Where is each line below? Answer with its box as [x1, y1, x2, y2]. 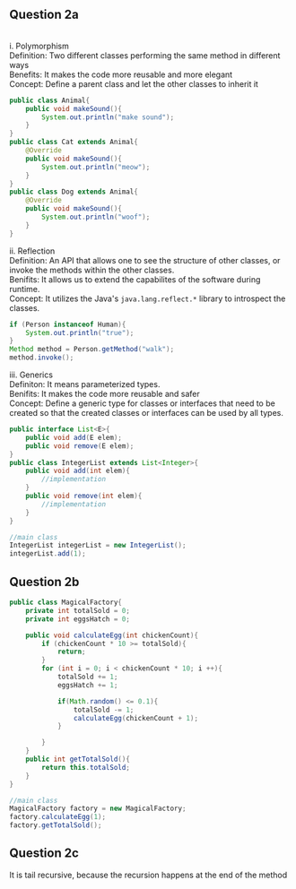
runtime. [9, 283, 40, 294]
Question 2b [9, 574, 80, 590]
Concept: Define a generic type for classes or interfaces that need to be [9, 398, 275, 409]
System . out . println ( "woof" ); [41, 212, 151, 222]
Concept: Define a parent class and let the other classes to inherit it [9, 78, 258, 89]
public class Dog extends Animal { [9, 187, 139, 196]
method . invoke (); [9, 353, 74, 362]
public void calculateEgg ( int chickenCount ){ [25, 631, 199, 640]
